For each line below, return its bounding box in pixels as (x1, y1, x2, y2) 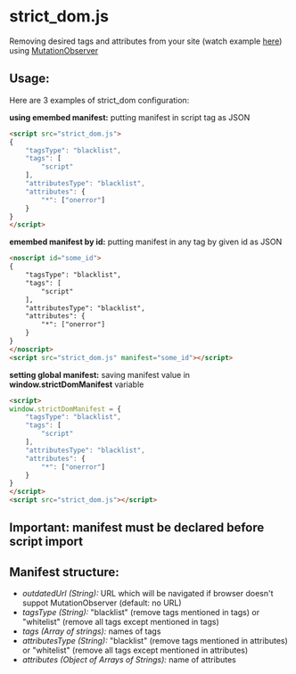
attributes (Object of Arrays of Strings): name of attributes (21, 654, 236, 665)
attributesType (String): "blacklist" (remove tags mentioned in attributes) (21, 636, 288, 646)
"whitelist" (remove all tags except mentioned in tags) (21, 617, 220, 628)
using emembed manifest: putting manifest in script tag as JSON (9, 111, 251, 122)
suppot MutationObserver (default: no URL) (21, 597, 182, 608)
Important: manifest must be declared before (9, 520, 265, 536)
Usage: (9, 71, 51, 86)
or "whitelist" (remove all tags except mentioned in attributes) (21, 645, 249, 656)
